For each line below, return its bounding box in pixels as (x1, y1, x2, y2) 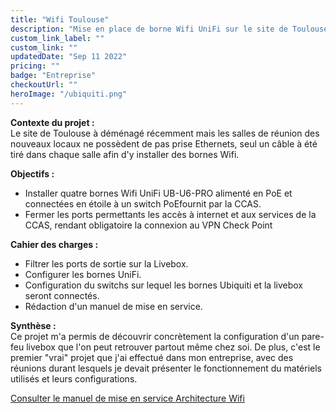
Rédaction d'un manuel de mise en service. (24, 300, 203, 312)
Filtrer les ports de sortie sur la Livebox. (24, 257, 189, 270)
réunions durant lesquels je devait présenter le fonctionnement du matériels (10, 362, 322, 374)
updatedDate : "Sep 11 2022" (10, 52, 128, 62)
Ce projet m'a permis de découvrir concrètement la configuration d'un (10, 330, 300, 342)
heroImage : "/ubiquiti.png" (10, 89, 128, 99)
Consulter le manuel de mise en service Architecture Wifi (10, 392, 245, 404)
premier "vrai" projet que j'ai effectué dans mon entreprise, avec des (10, 351, 294, 363)
